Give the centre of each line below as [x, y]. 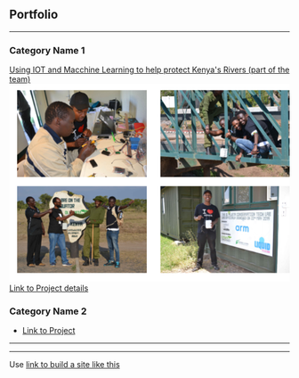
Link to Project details [49, 288]
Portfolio [34, 15]
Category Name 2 [48, 311]
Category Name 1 [47, 50]
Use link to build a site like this [65, 365]
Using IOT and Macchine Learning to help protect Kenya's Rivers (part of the [149, 70]
